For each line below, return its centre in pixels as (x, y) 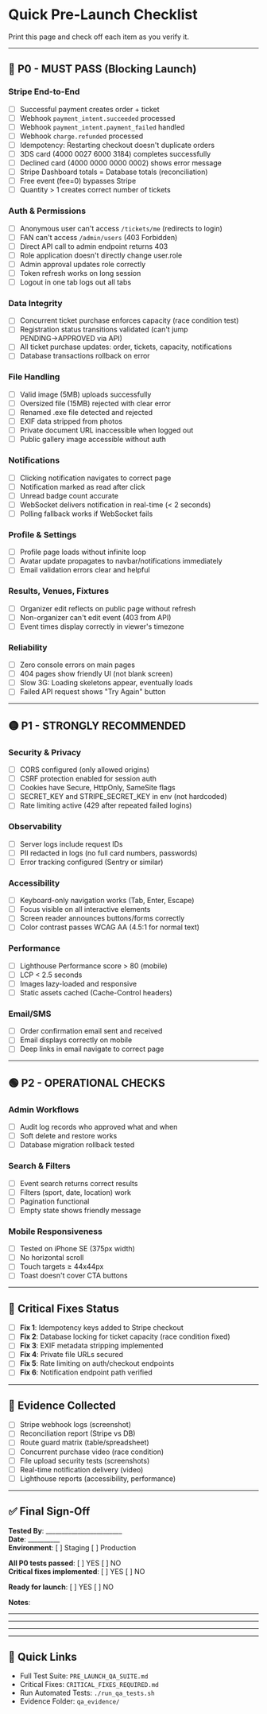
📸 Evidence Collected (62, 1405)
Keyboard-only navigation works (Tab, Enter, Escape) (107, 901)
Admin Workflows (44, 1109)
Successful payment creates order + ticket (89, 109)
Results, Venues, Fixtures (59, 591)
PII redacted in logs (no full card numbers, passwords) (108, 853)
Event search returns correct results (79, 1183)
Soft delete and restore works (68, 1136)
